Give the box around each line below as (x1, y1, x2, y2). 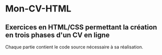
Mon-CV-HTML (5, 3, 72, 14)
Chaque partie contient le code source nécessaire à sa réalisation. (5, 44, 143, 50)
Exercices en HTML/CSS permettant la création (5, 23, 157, 31)
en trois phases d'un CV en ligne (5, 30, 110, 39)
